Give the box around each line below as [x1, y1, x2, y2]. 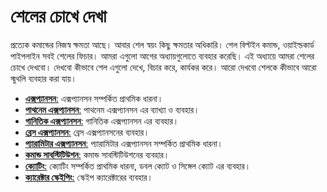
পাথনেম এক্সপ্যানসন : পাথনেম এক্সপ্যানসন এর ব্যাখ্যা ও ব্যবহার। [24, 103, 200, 115]
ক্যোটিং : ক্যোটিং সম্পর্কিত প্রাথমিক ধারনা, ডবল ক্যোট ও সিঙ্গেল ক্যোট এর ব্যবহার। [24, 160, 252, 172]
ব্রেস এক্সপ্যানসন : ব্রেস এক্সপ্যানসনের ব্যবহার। [24, 126, 150, 138]
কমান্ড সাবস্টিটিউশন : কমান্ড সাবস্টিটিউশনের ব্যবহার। [24, 148, 170, 160]
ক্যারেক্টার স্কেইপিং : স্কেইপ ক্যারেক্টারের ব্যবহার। [24, 171, 153, 183]
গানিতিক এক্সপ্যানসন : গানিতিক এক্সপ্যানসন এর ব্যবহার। [24, 115, 180, 127]
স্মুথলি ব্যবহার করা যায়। [10, 72, 78, 84]
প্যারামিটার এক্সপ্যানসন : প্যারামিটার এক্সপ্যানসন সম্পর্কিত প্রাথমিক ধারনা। [24, 137, 224, 149]
